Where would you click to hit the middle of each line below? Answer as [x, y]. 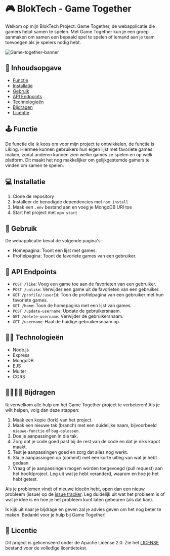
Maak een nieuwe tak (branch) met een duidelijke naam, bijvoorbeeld [84, 425]
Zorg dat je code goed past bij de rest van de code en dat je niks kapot [86, 441]
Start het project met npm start [45, 212]
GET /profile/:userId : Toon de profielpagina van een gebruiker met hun [88, 295]
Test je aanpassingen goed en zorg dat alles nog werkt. [70, 452]
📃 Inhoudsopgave [33, 68]
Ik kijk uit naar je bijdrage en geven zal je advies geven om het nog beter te [83, 509]
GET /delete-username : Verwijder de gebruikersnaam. [68, 316]
